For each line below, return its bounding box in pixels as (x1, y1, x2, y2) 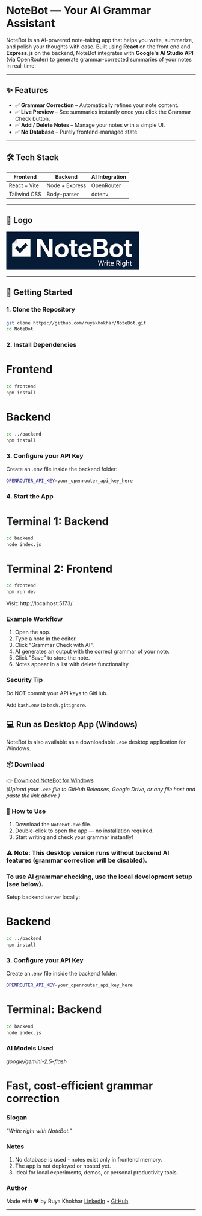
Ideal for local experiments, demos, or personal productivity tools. (14, 1168, 179, 1176)
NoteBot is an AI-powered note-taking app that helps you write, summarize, (6, 36, 194, 43)
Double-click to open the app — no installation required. (14, 827, 155, 834)
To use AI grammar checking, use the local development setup (6, 872, 192, 881)
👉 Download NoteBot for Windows (6, 777, 94, 784)
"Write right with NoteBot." (6, 1127, 72, 1134)
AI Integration (91, 173, 127, 181)
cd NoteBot (6, 326, 34, 332)
